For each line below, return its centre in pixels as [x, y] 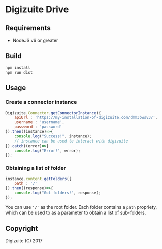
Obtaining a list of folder [36, 168]
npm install [18, 68]
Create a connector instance [41, 102]
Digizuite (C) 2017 [24, 241]
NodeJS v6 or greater [35, 40]
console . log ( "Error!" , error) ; [47, 151]
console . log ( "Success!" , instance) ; [53, 136]
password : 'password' [38, 127]
